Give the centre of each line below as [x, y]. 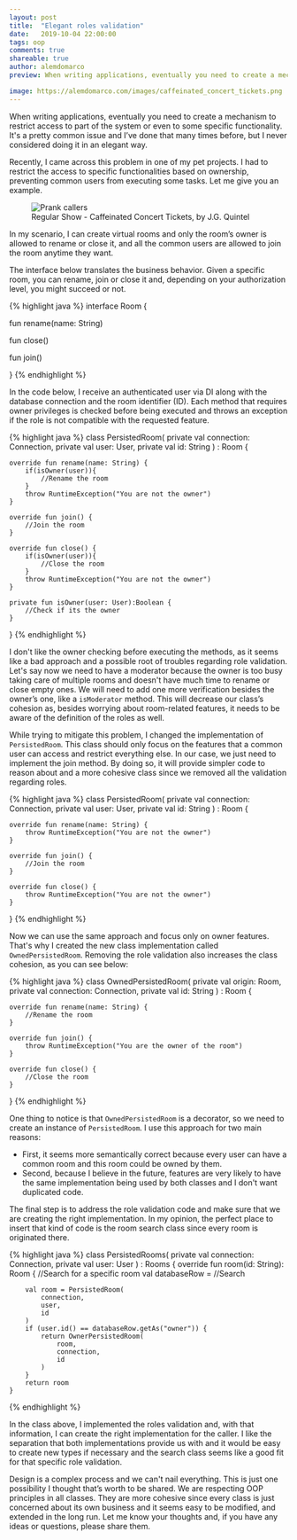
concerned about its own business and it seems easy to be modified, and [142, 1507]
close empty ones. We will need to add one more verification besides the [142, 689]
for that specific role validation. [66, 1462]
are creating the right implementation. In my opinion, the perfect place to [141, 1218]
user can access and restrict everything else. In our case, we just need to [143, 754]
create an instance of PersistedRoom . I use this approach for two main [136, 1128]
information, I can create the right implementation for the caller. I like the [141, 1434]
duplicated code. [53, 1192]
